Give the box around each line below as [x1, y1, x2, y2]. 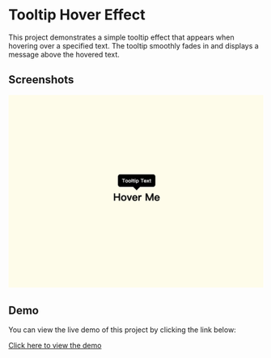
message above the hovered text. [8, 49, 120, 59]
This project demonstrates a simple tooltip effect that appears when [8, 32, 235, 42]
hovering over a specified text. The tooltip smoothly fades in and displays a [8, 40, 259, 50]
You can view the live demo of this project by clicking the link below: [8, 325, 236, 335]
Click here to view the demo [8, 341, 102, 350]
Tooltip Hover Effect [8, 6, 146, 24]
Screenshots [8, 73, 74, 86]
